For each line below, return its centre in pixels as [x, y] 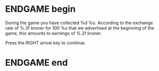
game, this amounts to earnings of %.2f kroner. [53, 33]
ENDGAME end [37, 63]
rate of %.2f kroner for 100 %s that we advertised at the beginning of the [80, 28]
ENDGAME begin [40, 9]
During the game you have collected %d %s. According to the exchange [79, 23]
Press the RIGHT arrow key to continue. [45, 42]
